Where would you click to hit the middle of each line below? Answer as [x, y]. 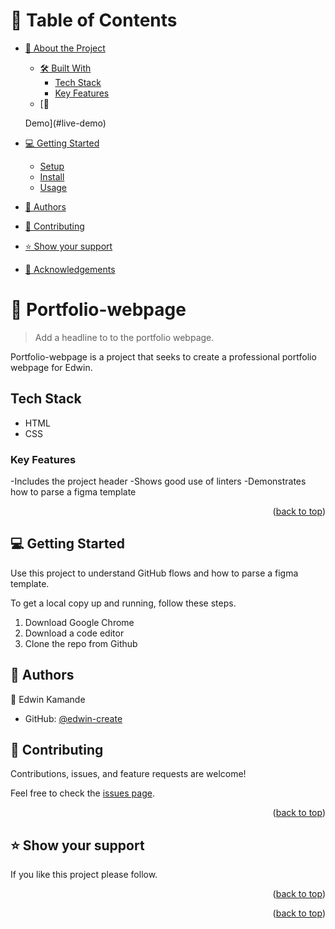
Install [52, 176]
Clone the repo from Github [81, 643]
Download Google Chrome [79, 622]
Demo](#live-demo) [65, 123]
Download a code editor [74, 633]
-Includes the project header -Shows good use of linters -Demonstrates [158, 481]
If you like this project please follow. [84, 875]
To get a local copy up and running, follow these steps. [123, 603]
